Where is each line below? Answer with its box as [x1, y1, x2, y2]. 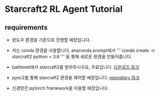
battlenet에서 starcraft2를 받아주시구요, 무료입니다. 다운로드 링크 [11, 64, 140, 70]
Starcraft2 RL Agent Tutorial [4, 3, 123, 15]
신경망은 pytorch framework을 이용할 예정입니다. [11, 85, 109, 91]
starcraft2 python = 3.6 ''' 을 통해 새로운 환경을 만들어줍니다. [11, 53, 133, 59]
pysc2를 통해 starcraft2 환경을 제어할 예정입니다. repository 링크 [11, 75, 140, 80]
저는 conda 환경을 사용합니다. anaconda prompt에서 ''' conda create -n [11, 48, 155, 53]
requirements [4, 23, 48, 32]
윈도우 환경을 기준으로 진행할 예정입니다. [11, 37, 91, 43]
